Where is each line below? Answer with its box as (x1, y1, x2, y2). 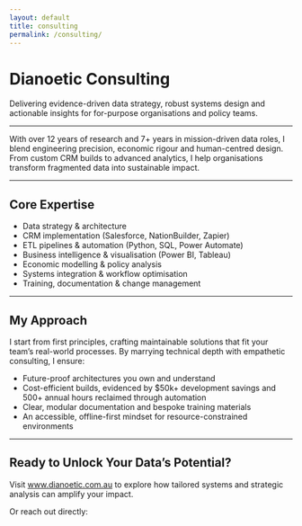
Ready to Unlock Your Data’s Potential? (9, 455, 232, 470)
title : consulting (9, 22, 78, 31)
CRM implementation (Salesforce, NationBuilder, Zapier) (22, 230, 230, 241)
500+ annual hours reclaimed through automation (22, 392, 207, 403)
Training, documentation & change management (22, 278, 201, 289)
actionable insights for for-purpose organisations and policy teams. (9, 108, 258, 119)
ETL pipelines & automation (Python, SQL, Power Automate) (22, 240, 244, 251)
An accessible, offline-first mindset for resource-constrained (22, 411, 248, 422)
